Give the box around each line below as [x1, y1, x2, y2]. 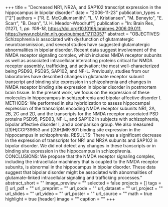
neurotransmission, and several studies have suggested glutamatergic [5, 42, 150, 47]
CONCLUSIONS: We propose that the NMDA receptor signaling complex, [5, 153, 155, 159]
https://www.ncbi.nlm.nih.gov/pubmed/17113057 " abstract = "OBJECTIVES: [5, 31, 160, 37]
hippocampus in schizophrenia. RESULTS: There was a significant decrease [5, 132, 162, 138]
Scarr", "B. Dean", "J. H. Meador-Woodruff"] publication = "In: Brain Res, [5, 20, 154, 26]
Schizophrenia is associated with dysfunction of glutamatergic [5, 36, 134, 42]
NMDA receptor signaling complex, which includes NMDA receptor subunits [5, 52, 162, 58]
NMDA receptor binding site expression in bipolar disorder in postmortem [5, 84, 157, 90]
